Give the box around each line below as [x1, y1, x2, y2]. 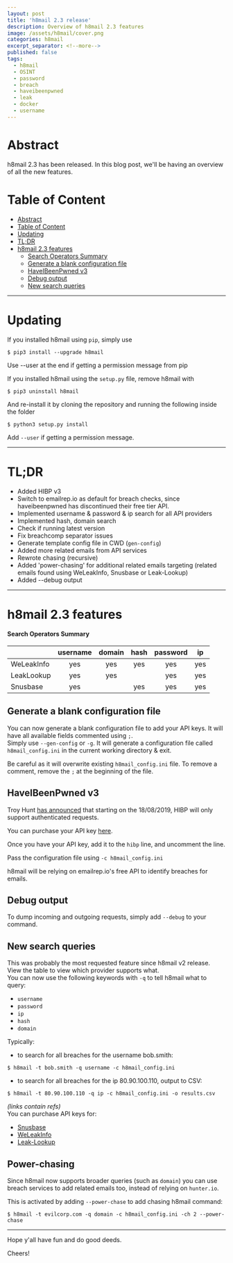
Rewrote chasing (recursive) [17, 554, 98, 562]
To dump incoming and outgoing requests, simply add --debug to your [7, 912, 207, 922]
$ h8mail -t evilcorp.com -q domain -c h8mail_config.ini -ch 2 [7, 1211, 197, 1218]
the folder [7, 408, 35, 416]
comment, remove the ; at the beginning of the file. [7, 766, 154, 775]
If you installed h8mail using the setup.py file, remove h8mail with [7, 374, 194, 383]
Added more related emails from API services [17, 546, 147, 554]
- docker [13, 101, 39, 108]
